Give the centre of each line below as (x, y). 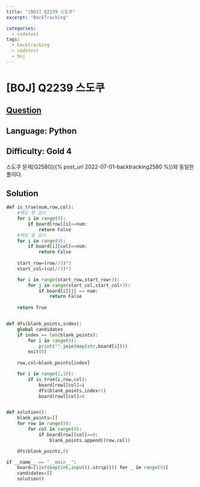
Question (24, 110)
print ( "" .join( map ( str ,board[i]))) (83, 346)
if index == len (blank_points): (58, 335)
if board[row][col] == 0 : (68, 435)
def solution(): (27, 412)
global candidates (40, 329)
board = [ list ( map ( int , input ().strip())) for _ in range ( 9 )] (93, 468)
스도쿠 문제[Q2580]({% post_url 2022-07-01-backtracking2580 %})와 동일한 (100, 167)
